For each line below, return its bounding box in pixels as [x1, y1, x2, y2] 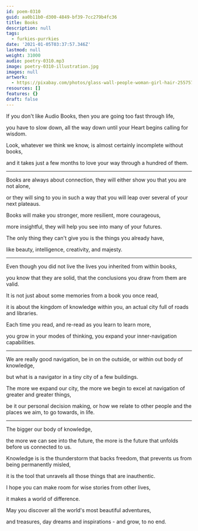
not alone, [6, 182, 31, 189]
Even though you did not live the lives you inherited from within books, [6, 263, 177, 270]
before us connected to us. [6, 443, 72, 450]
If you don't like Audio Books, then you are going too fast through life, [6, 113, 175, 120]
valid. [6, 281, 19, 288]
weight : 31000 [6, 52, 41, 58]
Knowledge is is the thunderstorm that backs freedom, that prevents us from [6, 454, 192, 461]
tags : [6, 31, 19, 37]
